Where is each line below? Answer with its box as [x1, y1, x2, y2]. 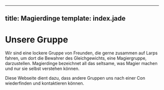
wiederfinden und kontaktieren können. [5, 80, 84, 86]
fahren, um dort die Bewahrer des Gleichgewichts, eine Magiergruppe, [5, 55, 147, 61]
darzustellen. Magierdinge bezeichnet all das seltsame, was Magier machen [5, 61, 158, 67]
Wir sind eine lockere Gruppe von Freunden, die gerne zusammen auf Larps [5, 50, 158, 56]
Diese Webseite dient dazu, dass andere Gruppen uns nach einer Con [5, 75, 145, 81]
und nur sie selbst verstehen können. [5, 66, 80, 71]
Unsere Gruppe [5, 34, 68, 45]
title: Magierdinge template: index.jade [5, 14, 126, 22]
